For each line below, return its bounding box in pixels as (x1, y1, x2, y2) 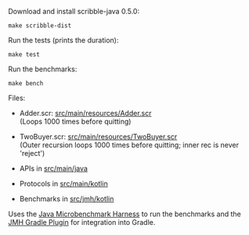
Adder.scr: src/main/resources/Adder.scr (19, 109, 152, 117)
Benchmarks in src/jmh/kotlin (19, 194, 114, 203)
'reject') (19, 149, 45, 157)
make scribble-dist (8, 22, 72, 30)
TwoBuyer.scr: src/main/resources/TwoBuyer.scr (19, 132, 178, 141)
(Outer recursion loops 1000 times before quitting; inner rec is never (19, 140, 239, 150)
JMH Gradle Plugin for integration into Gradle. (8, 218, 156, 226)
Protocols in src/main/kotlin (19, 179, 108, 188)
